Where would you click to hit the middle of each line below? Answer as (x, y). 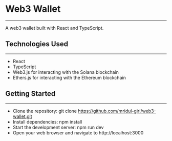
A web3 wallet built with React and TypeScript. (55, 28)
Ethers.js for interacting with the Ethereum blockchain (69, 77)
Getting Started (30, 94)
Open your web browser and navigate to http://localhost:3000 (78, 133)
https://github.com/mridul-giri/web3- (117, 111)
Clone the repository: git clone (45, 111)
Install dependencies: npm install (47, 122)
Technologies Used (37, 44)
